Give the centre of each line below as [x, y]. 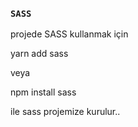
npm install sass [43, 92]
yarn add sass [39, 54]
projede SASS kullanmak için [69, 34]
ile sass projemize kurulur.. [65, 112]
